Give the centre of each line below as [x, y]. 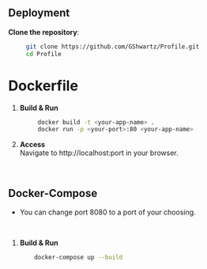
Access [32, 145]
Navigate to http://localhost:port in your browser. [99, 153]
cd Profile [43, 54]
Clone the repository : [44, 32]
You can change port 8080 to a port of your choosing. [107, 212]
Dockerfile [43, 85]
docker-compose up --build [79, 258]
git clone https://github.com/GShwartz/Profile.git [113, 47]
